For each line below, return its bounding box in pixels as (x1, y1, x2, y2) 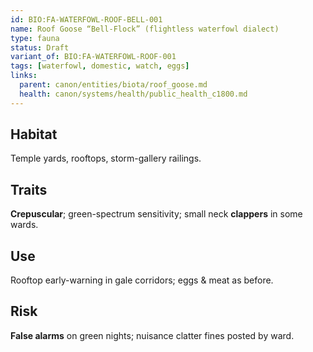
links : (10, 71, 38, 81)
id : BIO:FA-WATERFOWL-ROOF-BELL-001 (10, 14, 163, 25)
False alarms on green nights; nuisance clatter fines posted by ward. (10, 329, 295, 341)
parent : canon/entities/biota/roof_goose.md (19, 80, 208, 90)
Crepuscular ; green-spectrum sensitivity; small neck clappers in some (10, 208, 303, 220)
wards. (10, 219, 39, 231)
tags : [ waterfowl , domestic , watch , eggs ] (10, 61, 190, 71)
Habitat (10, 126, 58, 143)
